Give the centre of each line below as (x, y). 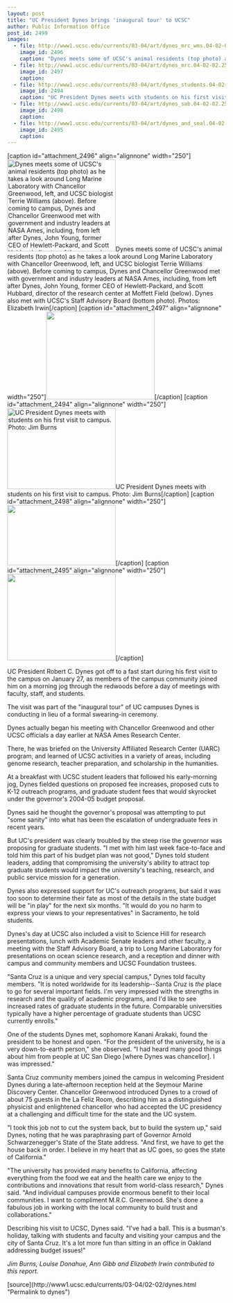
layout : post (26, 14)
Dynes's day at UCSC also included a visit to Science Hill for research (107, 934)
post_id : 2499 (28, 33)
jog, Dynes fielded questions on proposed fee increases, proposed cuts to (113, 784)
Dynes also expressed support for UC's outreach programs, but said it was (114, 891)
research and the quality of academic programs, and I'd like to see (102, 999)
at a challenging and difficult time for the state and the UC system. (102, 1114)
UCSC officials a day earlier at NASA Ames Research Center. (94, 735)
